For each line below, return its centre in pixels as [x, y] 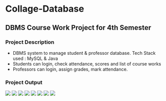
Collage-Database [45, 9]
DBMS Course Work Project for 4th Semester [78, 28]
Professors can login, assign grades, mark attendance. [70, 69]
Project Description [30, 42]
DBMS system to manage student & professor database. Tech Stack [84, 53]
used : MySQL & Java [35, 58]
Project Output [24, 82]
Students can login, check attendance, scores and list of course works [87, 63]
